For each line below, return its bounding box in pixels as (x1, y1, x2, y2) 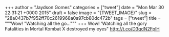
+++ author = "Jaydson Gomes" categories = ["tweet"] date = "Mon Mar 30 (5, 5, 164, 10)
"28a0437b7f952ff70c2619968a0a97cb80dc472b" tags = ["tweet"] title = (5, 15, 161, 21)
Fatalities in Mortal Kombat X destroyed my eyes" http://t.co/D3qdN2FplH (5, 26, 160, 32)
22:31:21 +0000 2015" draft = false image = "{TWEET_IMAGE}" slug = (5, 10, 152, 16)
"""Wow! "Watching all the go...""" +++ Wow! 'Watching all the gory (5, 20, 147, 26)
